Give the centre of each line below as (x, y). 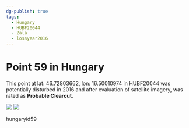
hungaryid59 (21, 119)
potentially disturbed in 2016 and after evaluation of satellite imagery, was (95, 89)
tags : (13, 17)
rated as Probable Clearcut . (40, 95)
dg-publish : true (27, 11)
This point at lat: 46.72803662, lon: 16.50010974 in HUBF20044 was (88, 83)
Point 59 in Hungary (55, 67)
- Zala (19, 33)
